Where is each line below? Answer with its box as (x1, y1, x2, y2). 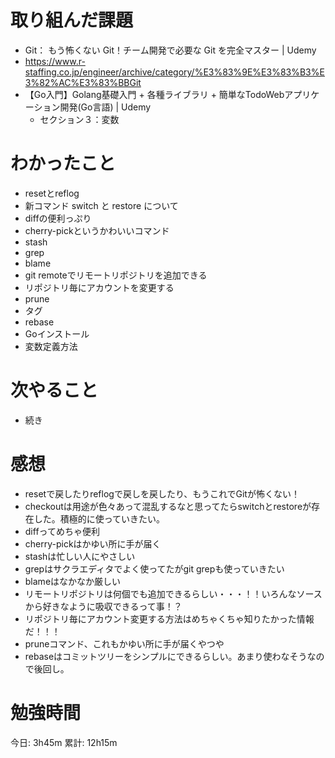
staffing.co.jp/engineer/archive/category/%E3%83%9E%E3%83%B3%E (24, 66, 325, 78)
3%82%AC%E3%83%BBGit (24, 76, 142, 88)
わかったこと (10, 152, 117, 175)
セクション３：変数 (39, 113, 120, 125)
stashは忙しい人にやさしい (24, 550, 136, 562)
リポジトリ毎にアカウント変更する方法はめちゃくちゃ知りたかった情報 (24, 612, 315, 625)
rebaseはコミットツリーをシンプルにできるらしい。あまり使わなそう (24, 650, 308, 662)
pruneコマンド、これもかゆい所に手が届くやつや (24, 637, 225, 650)
